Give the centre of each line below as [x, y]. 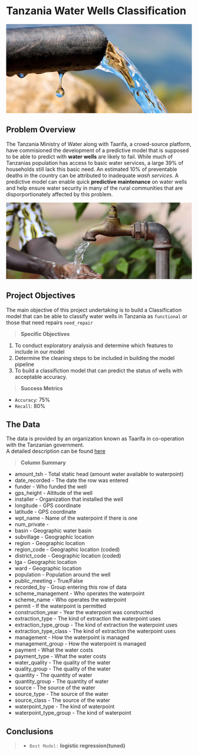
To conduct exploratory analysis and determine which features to [94, 345]
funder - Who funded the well [51, 487]
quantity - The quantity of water [53, 675]
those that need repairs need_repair [49, 322]
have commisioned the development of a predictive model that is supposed [98, 150]
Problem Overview [41, 130]
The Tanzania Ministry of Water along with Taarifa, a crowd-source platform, [99, 144]
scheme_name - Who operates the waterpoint [70, 600]
